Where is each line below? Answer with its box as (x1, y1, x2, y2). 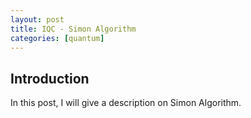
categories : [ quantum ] (10, 33, 105, 43)
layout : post (10, 14, 65, 25)
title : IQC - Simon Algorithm (10, 24, 137, 34)
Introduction (10, 70, 90, 87)
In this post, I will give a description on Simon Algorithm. (10, 97, 242, 109)
